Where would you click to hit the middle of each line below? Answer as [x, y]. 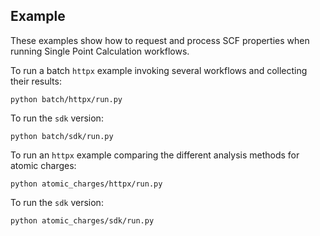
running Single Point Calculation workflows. [100, 51]
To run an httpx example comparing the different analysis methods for [155, 155]
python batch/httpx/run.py [66, 99]
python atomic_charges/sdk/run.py [82, 220]
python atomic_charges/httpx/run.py [86, 184]
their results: [36, 81]
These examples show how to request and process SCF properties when [160, 40]
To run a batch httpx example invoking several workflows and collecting [159, 70]
